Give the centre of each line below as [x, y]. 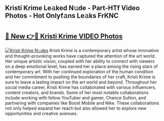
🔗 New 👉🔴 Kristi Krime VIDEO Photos [64, 36]
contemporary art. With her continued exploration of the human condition [79, 72]
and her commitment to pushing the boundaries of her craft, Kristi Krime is [80, 77]
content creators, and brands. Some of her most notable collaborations [77, 92]
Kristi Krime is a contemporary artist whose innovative [104, 50]
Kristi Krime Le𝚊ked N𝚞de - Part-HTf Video [72, 8]
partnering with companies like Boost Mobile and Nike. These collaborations [82, 103]
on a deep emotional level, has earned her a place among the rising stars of [82, 66]
